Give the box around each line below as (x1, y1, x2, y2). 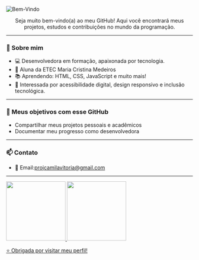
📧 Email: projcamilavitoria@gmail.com (14, 163, 105, 171)
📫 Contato (6, 148, 38, 156)
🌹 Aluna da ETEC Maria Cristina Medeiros (14, 66, 117, 73)
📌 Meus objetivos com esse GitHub (6, 108, 108, 116)
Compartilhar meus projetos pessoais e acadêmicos (14, 121, 142, 129)
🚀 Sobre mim (6, 43, 43, 52)
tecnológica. (14, 88, 46, 95)
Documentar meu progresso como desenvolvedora (14, 127, 140, 134)
